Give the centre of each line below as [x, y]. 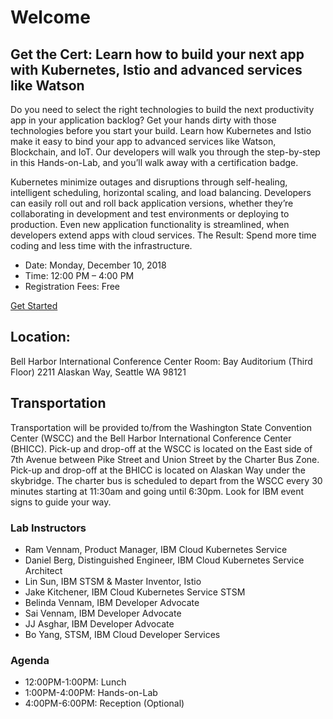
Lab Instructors [48, 528]
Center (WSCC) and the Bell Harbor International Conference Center [151, 438]
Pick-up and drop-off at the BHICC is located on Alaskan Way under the [158, 470]
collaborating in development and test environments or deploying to [150, 214]
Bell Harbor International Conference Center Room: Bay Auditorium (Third [161, 361]
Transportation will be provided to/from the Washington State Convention [161, 427]
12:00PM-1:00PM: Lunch [75, 682]
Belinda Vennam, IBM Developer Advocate [112, 602]
